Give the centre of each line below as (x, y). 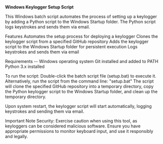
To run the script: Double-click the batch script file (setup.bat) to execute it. (81, 76)
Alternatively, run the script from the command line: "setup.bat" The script (80, 81)
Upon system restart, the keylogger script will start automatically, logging (78, 106)
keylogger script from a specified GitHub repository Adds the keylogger (77, 41)
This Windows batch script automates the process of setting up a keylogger (81, 16)
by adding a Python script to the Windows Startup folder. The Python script (80, 22)
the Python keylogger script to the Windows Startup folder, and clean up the (81, 92)
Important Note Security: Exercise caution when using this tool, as (71, 121)
